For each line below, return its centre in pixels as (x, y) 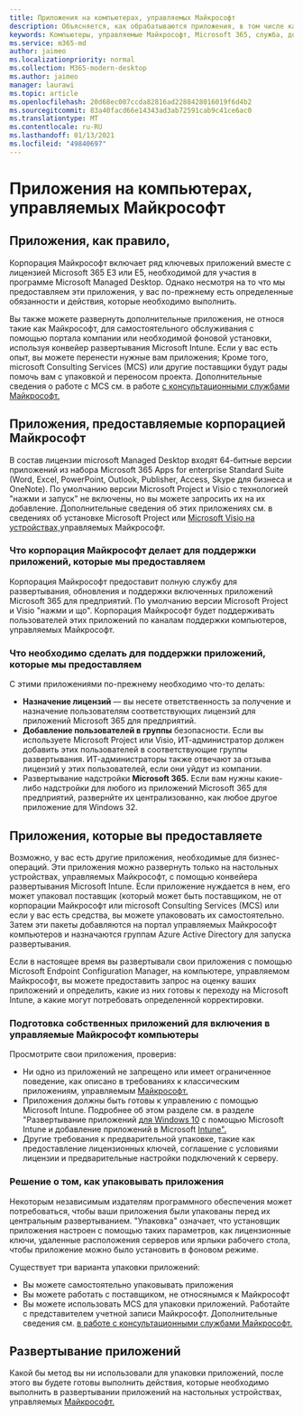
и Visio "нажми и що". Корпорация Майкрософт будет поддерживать (142, 610)
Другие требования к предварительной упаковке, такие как (138, 1139)
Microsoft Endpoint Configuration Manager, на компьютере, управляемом (150, 971)
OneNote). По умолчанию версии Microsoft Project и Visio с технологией (149, 488)
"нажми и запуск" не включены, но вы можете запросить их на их (138, 498)
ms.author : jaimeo (44, 77)
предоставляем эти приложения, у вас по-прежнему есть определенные (151, 291)
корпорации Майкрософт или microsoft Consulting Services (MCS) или (144, 905)
